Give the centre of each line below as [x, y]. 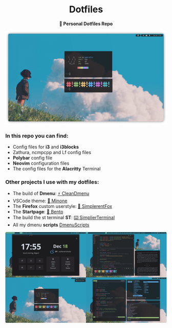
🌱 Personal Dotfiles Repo [86, 24]
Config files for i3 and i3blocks [46, 147]
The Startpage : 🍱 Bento [38, 212]
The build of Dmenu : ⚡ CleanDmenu [51, 194]
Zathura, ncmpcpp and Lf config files [52, 152]
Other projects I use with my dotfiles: [52, 182]
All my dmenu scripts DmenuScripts [51, 225]
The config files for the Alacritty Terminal [57, 169]
